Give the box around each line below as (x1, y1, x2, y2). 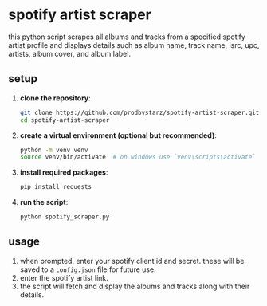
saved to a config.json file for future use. (19, 265, 157, 274)
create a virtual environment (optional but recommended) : (19, 130, 218, 140)
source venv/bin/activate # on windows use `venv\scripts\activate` (19, 153, 257, 161)
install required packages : (19, 167, 108, 177)
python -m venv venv (19, 146, 88, 154)
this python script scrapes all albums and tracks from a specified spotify (8, 32, 245, 41)
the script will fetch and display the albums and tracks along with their (19, 281, 250, 291)
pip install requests (19, 183, 92, 191)
